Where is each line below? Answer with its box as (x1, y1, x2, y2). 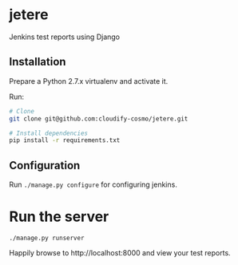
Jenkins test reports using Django (9, 32, 121, 42)
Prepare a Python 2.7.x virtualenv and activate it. (9, 76, 169, 85)
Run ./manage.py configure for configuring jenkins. (9, 180, 178, 189)
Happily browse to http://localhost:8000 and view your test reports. (9, 248, 231, 257)
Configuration (9, 158, 81, 172)
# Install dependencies (9, 129, 89, 137)
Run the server (9, 208, 109, 226)
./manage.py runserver (9, 234, 85, 242)
